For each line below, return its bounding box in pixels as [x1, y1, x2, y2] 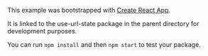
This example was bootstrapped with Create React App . [7, 6, 171, 14]
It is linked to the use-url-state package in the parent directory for [7, 20, 199, 27]
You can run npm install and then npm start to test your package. [7, 41, 201, 48]
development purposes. [7, 27, 77, 35]
